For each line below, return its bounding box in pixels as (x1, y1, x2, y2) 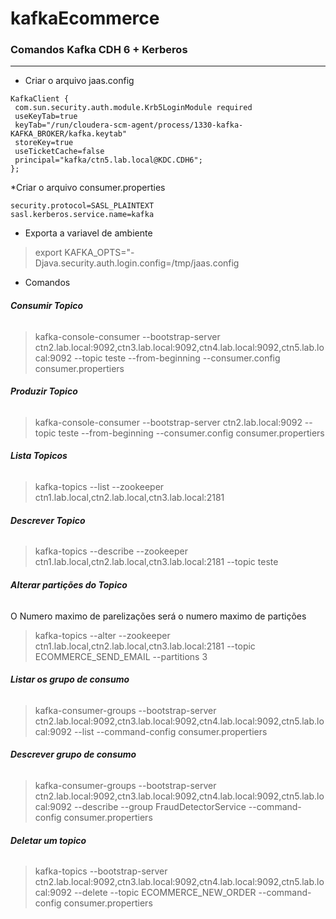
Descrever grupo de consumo (10, 748, 137, 761)
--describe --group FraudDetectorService (73, 800, 247, 812)
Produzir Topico (10, 385, 78, 397)
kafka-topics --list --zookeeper (34, 481, 165, 493)
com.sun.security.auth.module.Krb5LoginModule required (14, 103, 253, 113)
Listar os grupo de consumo (10, 673, 130, 686)
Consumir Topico (10, 300, 84, 312)
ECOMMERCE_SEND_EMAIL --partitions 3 (34, 650, 208, 662)
